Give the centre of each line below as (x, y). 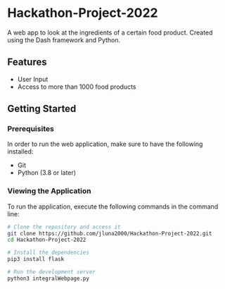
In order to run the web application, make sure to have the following (105, 144)
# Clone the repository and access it (64, 227)
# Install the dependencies (49, 253)
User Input (33, 79)
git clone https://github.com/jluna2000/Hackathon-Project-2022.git (110, 233)
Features (27, 62)
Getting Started (42, 109)
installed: (20, 152)
